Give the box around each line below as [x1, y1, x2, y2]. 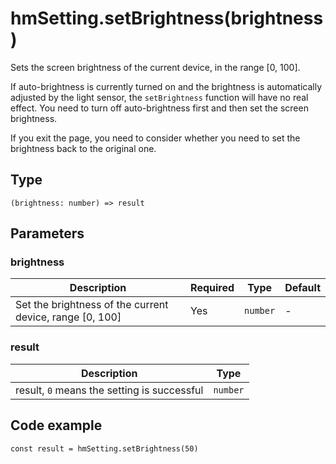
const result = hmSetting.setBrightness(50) [10, 443, 199, 454]
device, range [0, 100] [15, 310, 122, 324]
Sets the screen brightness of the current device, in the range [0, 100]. [10, 61, 301, 73]
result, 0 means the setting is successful [15, 383, 204, 397]
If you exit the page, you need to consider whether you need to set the [10, 132, 301, 144]
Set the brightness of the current [15, 298, 169, 312]
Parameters [10, 225, 85, 242]
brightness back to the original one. [10, 142, 157, 154]
